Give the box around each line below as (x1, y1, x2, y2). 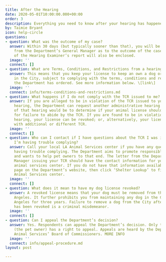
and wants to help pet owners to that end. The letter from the (14, 154, 149, 159)
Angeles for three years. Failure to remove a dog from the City (14, 199, 152, 204)
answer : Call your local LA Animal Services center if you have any (9, 145, 154, 150)
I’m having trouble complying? (14, 140, 79, 145)
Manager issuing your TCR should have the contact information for (14, 158, 156, 163)
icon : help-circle (5, 30, 43, 35)
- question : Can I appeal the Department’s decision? (5, 218, 119, 223)
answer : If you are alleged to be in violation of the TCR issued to (9, 99, 156, 104)
